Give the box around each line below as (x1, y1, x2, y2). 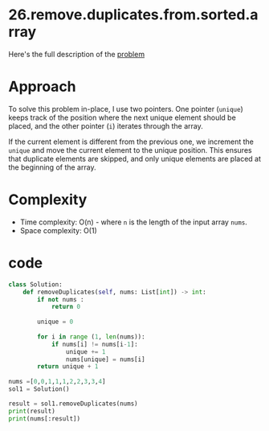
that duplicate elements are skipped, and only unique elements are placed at (8, 154, 262, 163)
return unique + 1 (37, 363, 99, 371)
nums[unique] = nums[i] (65, 355, 146, 363)
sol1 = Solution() (8, 385, 70, 393)
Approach (8, 78, 76, 96)
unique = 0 (37, 318, 74, 326)
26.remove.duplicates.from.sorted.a (8, 6, 259, 24)
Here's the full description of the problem (8, 49, 145, 59)
